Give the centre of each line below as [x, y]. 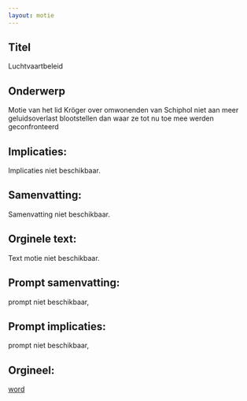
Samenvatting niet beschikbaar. [59, 214]
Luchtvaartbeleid [36, 66]
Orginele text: [42, 239]
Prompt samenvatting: [64, 283]
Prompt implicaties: [57, 327]
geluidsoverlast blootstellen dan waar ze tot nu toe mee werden [111, 118]
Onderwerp [37, 91]
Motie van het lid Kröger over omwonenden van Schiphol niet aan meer [124, 110]
